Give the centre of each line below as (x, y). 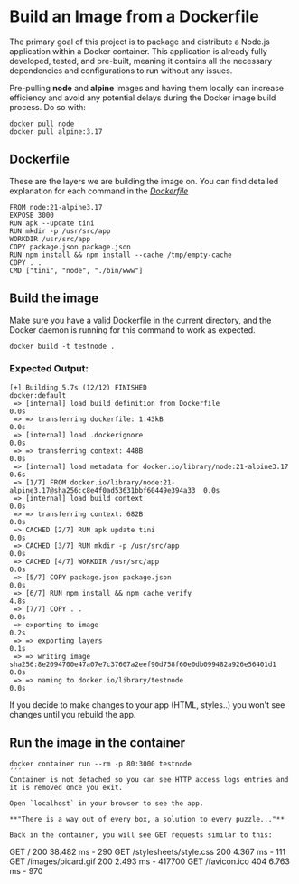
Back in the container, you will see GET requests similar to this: (141, 835)
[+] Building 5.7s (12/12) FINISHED (78, 387)
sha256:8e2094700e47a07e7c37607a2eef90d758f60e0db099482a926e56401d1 (143, 664)
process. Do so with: (47, 107)
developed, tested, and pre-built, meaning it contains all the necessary (141, 61)
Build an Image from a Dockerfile (134, 17)
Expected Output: (49, 369)
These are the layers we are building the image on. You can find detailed (144, 181)
